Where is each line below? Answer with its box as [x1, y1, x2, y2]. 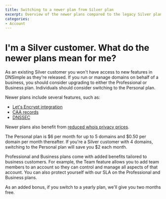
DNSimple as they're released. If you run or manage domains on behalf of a [5, 75, 159, 80]
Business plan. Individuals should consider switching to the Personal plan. [5, 85, 156, 91]
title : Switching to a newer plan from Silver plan [5, 7, 114, 12]
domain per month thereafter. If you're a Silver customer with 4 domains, [5, 139, 153, 145]
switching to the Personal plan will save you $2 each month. [5, 144, 127, 150]
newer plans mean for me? [5, 53, 117, 64]
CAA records [12, 109, 39, 115]
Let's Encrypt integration [12, 104, 63, 110]
